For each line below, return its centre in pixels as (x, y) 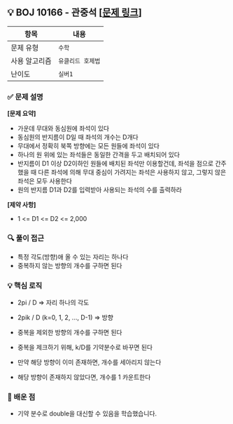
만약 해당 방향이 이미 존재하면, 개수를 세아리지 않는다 (89, 362)
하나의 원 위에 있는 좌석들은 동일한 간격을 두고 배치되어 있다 (99, 155)
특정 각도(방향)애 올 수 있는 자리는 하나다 (73, 257)
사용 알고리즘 (31, 60)
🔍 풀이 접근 (26, 239)
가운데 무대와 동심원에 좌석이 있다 (63, 128)
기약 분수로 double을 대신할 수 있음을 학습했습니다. (87, 413)
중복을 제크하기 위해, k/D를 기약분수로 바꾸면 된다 (85, 347)
